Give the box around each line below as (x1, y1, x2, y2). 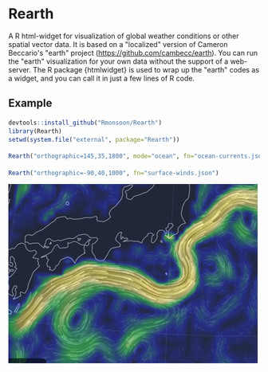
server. (8, 65, 32, 74)
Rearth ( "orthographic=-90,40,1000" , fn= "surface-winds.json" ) (8, 169, 219, 177)
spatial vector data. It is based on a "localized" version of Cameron (8, 39, 229, 49)
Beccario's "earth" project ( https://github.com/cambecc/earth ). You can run (8, 48, 258, 57)
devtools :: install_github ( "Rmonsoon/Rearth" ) (8, 119, 162, 127)
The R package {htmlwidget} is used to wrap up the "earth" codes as (33, 65, 260, 74)
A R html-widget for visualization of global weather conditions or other (8, 31, 239, 41)
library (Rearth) (8, 127, 62, 135)
